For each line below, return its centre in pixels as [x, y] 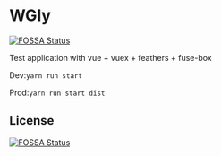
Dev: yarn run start [46, 75]
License [32, 121]
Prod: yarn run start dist [57, 92]
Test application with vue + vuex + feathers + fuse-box [110, 57]
